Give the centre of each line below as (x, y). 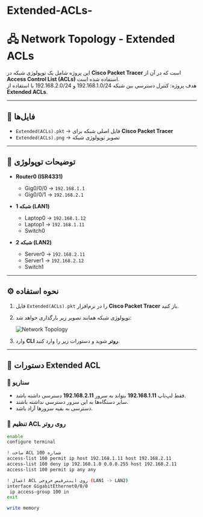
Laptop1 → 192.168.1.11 (55, 224)
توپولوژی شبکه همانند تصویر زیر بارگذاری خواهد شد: (73, 317)
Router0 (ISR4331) (39, 176)
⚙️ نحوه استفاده (33, 292)
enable (15, 436)
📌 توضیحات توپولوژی (41, 162)
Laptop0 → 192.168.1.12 (55, 218)
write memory (23, 508)
